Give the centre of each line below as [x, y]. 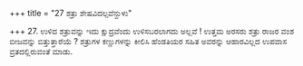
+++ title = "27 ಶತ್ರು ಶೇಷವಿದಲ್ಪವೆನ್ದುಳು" [71, 13]
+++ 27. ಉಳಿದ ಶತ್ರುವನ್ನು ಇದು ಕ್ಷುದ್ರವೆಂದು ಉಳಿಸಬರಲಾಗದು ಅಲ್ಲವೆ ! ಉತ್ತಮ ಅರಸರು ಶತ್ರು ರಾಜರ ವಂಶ [152, 31]
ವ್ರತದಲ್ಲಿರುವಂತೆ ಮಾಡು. [41, 52]
